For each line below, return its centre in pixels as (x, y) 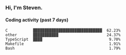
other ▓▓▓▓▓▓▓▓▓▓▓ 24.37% (63, 35)
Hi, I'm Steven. (24, 8)
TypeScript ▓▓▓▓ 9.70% (63, 40)
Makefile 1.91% (63, 44)
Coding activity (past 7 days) (37, 20)
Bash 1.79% (63, 48)
